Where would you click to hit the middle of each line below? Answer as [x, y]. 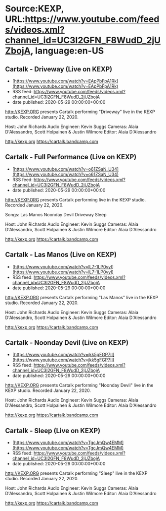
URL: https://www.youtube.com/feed [82, 19]
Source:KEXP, [35, 9]
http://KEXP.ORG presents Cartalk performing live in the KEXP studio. [76, 199]
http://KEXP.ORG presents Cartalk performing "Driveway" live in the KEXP [80, 112]
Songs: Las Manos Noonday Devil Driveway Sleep [56, 214]
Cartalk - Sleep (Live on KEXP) [53, 430]
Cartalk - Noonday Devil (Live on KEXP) [67, 343]
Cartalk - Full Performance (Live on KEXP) [71, 157]
